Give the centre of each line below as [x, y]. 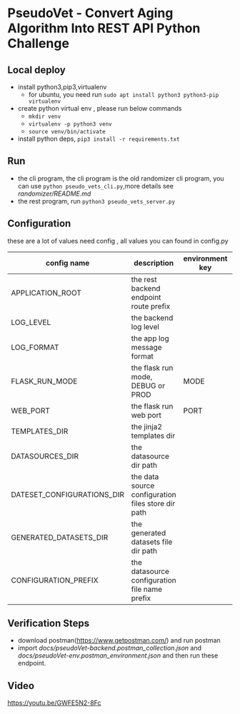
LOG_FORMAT [35, 347]
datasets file [152, 542]
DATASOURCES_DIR [45, 456]
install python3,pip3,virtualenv [62, 87]
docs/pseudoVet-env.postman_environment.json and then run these [118, 655]
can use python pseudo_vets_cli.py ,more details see [95, 186]
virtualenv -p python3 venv [70, 124]
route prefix [151, 306]
